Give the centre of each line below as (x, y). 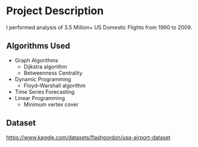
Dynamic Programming (43, 79)
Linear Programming (40, 98)
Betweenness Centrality (53, 73)
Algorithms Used (38, 46)
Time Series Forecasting (45, 92)
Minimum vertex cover (51, 104)
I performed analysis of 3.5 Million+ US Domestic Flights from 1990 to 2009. (99, 27)
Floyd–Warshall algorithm (55, 85)
